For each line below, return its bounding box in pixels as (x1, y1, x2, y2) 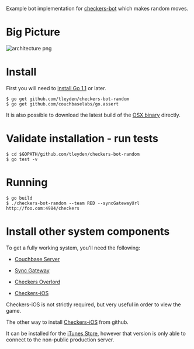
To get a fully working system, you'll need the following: (6, 244, 140, 251)
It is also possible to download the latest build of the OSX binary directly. (6, 111, 181, 118)
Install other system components (6, 225, 170, 238)
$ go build (6, 195, 33, 201)
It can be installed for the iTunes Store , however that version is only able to (6, 330, 186, 337)
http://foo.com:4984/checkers (6, 205, 80, 211)
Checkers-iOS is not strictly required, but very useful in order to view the (6, 301, 181, 308)
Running (6, 176, 48, 189)
